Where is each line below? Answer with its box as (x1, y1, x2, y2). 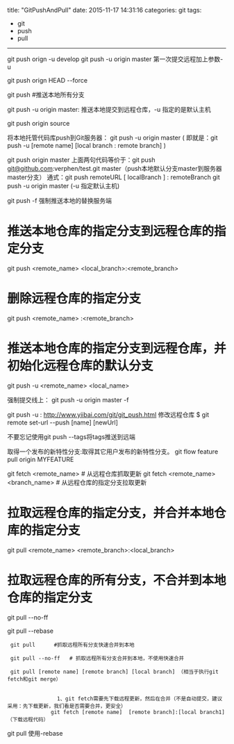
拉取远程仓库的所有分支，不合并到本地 (7, 572, 227, 588)
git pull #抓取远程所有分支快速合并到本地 (10, 641, 135, 648)
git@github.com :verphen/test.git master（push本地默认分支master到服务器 (7, 165, 222, 172)
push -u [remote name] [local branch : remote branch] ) (7, 142, 167, 149)
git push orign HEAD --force (7, 76, 88, 84)
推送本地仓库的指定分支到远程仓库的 (7, 224, 215, 239)
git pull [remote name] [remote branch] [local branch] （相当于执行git (10, 668, 219, 675)
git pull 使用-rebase (7, 729, 63, 737)
